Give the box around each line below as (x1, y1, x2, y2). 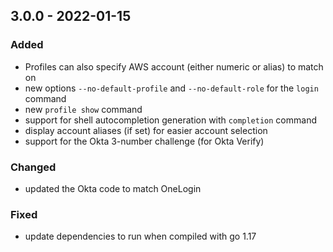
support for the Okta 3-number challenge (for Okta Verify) (24, 135, 265, 147)
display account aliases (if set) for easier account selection (24, 124, 268, 136)
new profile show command (24, 103, 143, 115)
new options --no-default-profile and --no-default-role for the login (24, 82, 319, 94)
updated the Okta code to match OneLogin (24, 182, 202, 194)
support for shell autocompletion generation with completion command (24, 114, 317, 126)
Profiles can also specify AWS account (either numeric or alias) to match (24, 60, 324, 73)
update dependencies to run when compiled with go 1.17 (24, 230, 257, 243)
